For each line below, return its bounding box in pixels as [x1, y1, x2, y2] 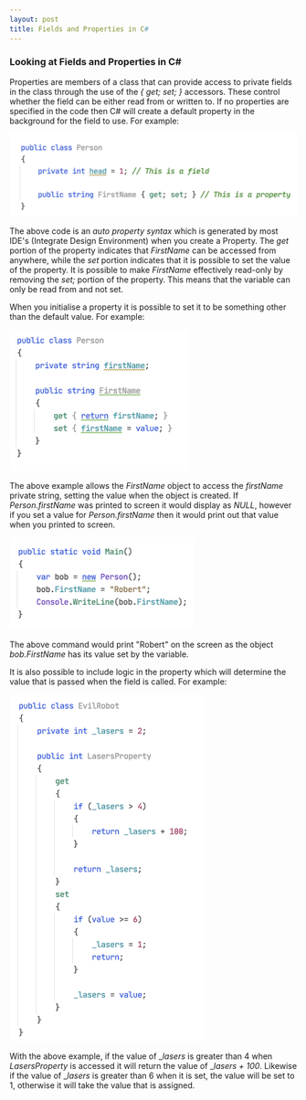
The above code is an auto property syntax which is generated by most [9, 226, 279, 237]
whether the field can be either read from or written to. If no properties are [9, 96, 290, 107]
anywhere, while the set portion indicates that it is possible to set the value [9, 255, 290, 265]
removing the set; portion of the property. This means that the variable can [9, 274, 290, 285]
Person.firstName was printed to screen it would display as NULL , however [9, 500, 292, 511]
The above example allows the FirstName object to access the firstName [9, 481, 284, 491]
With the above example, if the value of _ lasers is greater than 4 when [9, 1051, 273, 1062]
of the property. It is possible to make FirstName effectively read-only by [9, 265, 283, 275]
